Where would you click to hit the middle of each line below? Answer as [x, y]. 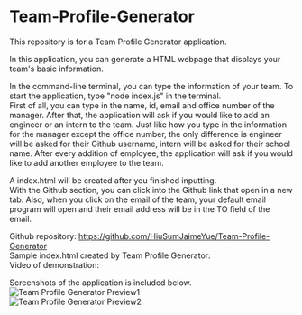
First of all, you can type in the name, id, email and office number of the [142, 105]
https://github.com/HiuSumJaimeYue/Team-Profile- [174, 236]
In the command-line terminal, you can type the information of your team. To [151, 86]
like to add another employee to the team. [87, 162]
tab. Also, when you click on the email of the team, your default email [137, 199]
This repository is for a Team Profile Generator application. [118, 42]
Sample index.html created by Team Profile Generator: [110, 255]
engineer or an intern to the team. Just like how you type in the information [148, 125]
